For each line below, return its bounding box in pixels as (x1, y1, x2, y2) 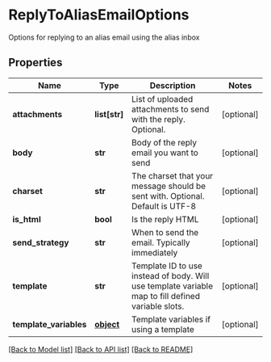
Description (149, 79, 196, 90)
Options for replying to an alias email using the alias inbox (8, 32, 200, 42)
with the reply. (131, 113, 186, 124)
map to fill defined (131, 290, 200, 301)
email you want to (131, 147, 199, 158)
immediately (131, 246, 178, 258)
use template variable (131, 280, 214, 292)
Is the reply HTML (131, 213, 199, 225)
